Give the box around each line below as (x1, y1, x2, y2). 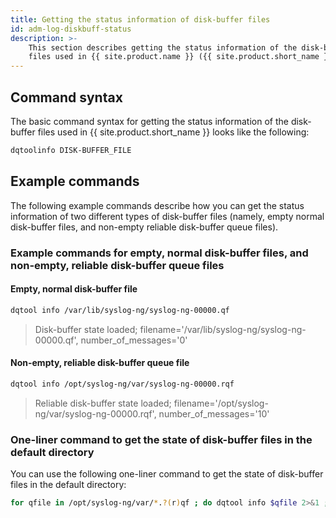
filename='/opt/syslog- (173, 397, 269, 409)
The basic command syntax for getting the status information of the (10, 115, 289, 127)
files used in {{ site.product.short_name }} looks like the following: (37, 126, 310, 138)
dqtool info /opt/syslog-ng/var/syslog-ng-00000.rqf (10, 379, 235, 389)
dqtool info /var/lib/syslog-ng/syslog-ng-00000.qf (10, 305, 230, 315)
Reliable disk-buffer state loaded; (34, 397, 172, 409)
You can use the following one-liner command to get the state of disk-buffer (10, 468, 324, 480)
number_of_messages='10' (158, 407, 270, 420)
